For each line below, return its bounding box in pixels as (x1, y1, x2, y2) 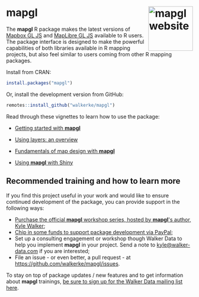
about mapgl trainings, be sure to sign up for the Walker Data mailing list (6, 277, 183, 285)
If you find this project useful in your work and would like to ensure (6, 191, 169, 199)
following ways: (6, 205, 44, 212)
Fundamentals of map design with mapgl (14, 147, 115, 154)
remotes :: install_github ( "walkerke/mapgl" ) (6, 102, 115, 108)
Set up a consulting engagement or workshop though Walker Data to (14, 235, 182, 242)
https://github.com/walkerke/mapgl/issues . (14, 260, 120, 267)
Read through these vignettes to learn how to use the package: (6, 113, 160, 120)
